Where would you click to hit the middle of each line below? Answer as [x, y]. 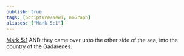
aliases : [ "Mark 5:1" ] [35, 23]
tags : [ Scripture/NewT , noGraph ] [49, 17]
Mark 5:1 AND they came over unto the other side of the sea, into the [92, 40]
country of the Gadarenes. [39, 46]
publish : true [24, 12]
